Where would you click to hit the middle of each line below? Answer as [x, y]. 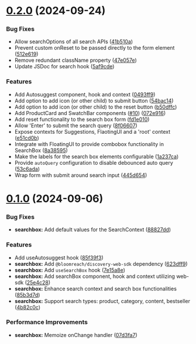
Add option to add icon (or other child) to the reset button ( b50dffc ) [96, 107]
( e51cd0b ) [27, 138]
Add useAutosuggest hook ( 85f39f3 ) [59, 258]
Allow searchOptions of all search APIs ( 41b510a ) [74, 41]
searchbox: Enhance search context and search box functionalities [96, 289]
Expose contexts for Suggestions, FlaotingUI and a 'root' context [92, 131]
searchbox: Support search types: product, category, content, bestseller [102, 301]
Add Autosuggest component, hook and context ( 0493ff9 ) [85, 94]
